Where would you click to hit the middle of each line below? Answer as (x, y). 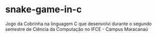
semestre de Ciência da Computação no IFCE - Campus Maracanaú (77, 29)
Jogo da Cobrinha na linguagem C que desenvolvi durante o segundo (78, 24)
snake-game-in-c (43, 10)
